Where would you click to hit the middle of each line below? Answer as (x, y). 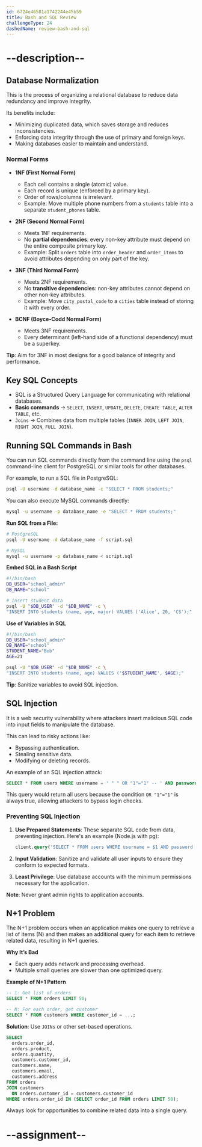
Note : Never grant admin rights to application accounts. (75, 895)
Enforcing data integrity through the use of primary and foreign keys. (100, 137)
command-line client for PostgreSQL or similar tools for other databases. (96, 466)
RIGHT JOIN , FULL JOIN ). (44, 427)
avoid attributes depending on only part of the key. (87, 258)
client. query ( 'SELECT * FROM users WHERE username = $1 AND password (104, 847)
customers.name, (32, 1066)
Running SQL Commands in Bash (69, 445)
